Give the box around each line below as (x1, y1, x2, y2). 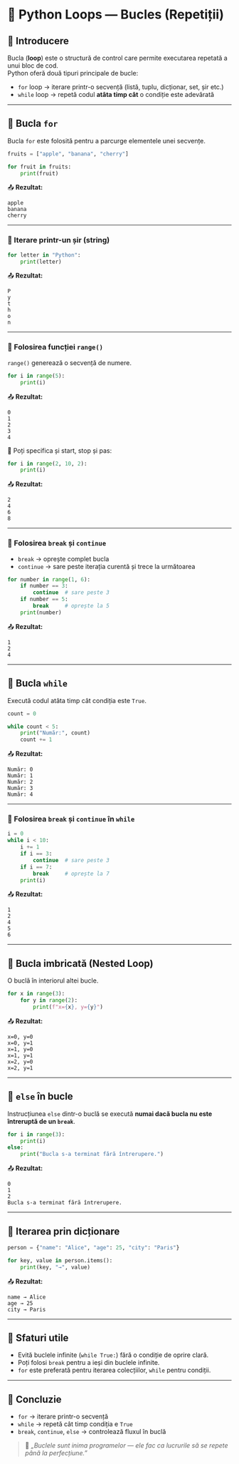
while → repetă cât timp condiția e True (17, 1420, 133, 1428)
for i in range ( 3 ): (7, 1130, 65, 1138)
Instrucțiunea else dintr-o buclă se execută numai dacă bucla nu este (7, 1109, 213, 1118)
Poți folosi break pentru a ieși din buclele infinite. (17, 1358, 160, 1367)
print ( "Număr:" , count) (20, 730, 91, 737)
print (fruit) (20, 170, 59, 177)
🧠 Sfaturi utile (7, 1332, 69, 1344)
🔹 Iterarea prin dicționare (7, 1225, 120, 1237)
